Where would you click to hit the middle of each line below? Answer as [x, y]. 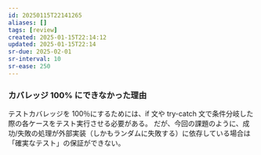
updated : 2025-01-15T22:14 [52, 45]
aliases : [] [27, 23]
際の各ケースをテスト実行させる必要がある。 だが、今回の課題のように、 [125, 124]
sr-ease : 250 [29, 67]
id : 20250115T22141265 [45, 15]
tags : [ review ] [33, 30]
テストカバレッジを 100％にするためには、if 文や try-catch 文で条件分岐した [131, 114]
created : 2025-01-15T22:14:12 [58, 37]
